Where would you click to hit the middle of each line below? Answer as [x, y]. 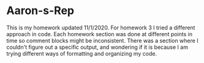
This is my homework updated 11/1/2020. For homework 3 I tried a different [101, 28]
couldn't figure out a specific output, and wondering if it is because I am [97, 47]
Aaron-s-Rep [40, 11]
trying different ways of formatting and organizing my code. [82, 53]
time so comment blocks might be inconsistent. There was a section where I [102, 40]
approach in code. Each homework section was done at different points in [100, 34]
